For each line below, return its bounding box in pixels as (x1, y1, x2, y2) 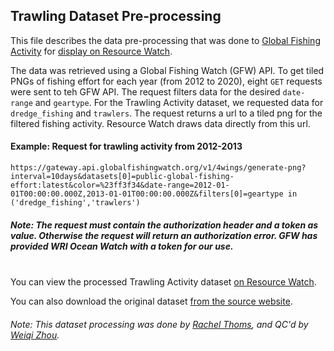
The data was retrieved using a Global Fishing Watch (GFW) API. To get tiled (10, 64, 325, 76)
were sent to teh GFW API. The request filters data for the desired (10, 85, 281, 98)
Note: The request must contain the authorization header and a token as (10, 219, 319, 231)
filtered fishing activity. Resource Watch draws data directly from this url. (10, 117, 311, 129)
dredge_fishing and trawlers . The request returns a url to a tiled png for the (10, 107, 323, 119)
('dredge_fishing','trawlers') (10, 198, 141, 208)
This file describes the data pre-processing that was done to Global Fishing (10, 34, 321, 46)
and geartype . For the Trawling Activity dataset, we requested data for (34, 96, 324, 108)
